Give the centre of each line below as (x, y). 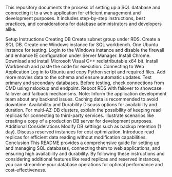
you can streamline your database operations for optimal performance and (84, 164)
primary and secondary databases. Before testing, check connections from (85, 83)
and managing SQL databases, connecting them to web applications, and (83, 148)
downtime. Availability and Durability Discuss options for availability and (81, 104)
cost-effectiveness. (26, 170)
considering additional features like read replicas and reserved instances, (83, 159)
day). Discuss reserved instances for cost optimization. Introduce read (80, 132)
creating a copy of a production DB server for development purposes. (79, 121)
